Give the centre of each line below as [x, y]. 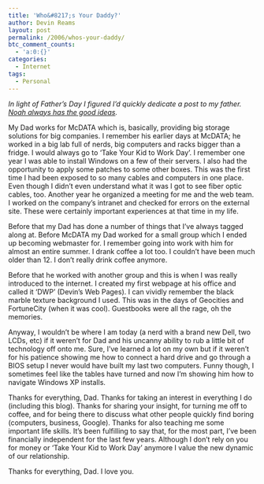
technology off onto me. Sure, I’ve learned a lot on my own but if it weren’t [129, 349]
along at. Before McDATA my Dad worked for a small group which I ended [128, 235]
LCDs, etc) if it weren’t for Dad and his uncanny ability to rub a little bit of [126, 340]
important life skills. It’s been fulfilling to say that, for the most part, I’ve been [132, 430]
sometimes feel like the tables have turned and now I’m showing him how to [131, 374]
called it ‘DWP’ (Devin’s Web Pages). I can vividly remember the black [121, 291]
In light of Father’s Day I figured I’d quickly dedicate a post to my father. [125, 104]
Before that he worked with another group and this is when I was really [123, 275]
